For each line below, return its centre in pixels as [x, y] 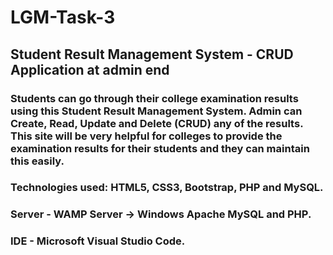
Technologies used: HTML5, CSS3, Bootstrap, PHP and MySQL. [167, 188]
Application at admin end [90, 69]
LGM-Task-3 [63, 17]
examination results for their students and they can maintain [160, 148]
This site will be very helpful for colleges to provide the [146, 136]
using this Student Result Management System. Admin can [156, 111]
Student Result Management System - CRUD [152, 54]
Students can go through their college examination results [154, 98]
